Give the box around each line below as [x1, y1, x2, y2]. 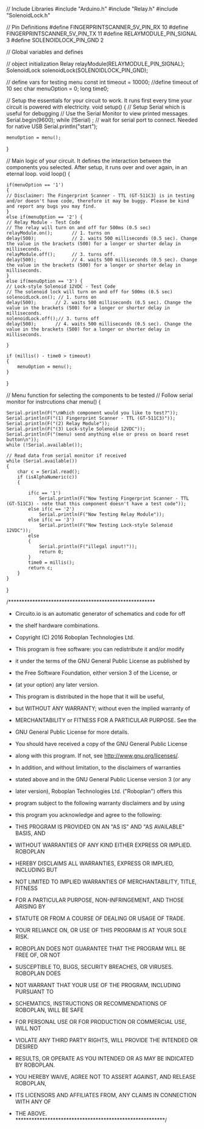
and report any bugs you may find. [6, 203, 97, 210]
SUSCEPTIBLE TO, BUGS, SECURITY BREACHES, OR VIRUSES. [15, 963, 174, 970]
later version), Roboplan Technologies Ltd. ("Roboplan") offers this [15, 787, 183, 795]
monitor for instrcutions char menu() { [6, 398, 102, 405]
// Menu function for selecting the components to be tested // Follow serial [6, 392, 193, 399]
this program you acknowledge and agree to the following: [15, 811, 162, 818]
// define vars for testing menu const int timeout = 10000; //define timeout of [6, 79, 199, 86]
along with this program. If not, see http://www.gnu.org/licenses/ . [15, 752, 180, 759]
